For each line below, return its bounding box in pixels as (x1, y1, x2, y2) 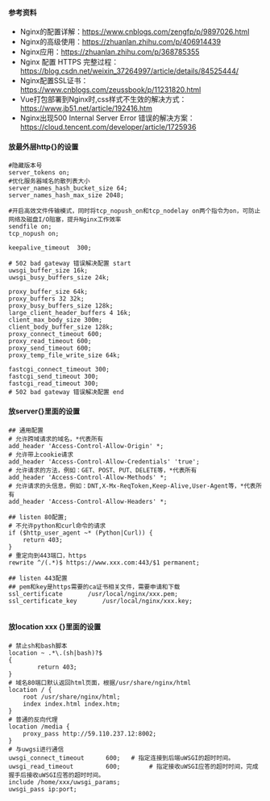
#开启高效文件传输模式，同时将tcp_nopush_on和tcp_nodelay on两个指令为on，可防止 (8, 207, 261, 216)
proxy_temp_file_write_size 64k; (8, 351, 121, 359)
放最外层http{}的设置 (8, 141, 79, 151)
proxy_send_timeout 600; (8, 344, 92, 353)
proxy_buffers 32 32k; (8, 295, 85, 303)
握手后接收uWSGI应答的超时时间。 (8, 771, 105, 779)
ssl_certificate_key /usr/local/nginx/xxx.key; (8, 597, 193, 605)
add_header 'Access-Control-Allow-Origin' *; (8, 442, 164, 450)
